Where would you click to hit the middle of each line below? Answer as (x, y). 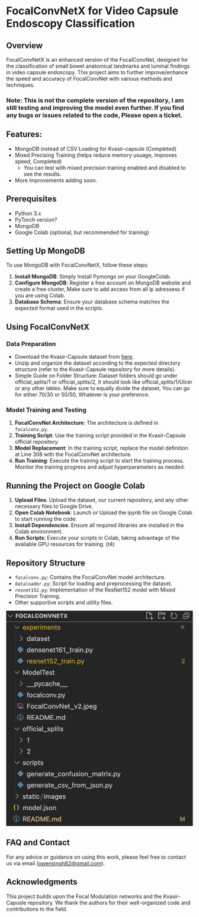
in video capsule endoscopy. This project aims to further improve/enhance (97, 72)
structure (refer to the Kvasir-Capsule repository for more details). (95, 369)
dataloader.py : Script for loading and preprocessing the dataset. (94, 583)
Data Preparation (31, 344)
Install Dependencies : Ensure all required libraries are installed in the (99, 525)
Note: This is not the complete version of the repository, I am (95, 100)
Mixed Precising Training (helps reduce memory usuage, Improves (96, 155)
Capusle (16, 902)
